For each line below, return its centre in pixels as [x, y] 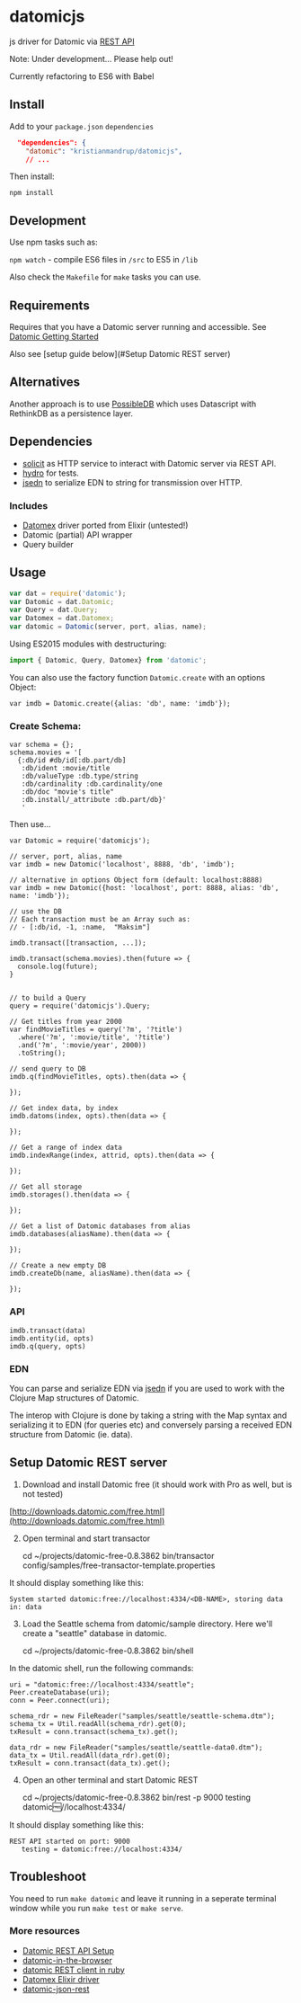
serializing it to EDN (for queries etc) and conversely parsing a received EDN [151, 1424]
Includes [29, 505]
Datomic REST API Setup [68, 1950]
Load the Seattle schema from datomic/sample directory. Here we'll [147, 1624]
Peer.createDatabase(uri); [60, 1692]
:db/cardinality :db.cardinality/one [92, 784]
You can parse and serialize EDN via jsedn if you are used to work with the [147, 1388]
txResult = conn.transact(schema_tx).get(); [94, 1731]
